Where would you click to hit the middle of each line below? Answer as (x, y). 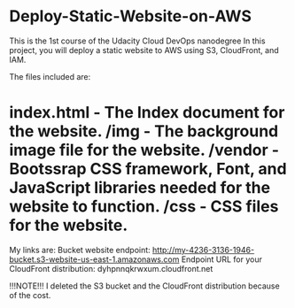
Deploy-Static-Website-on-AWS (131, 16)
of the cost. (30, 295)
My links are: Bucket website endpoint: (80, 250)
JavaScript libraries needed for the (140, 188)
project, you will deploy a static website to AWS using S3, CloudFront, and (144, 50)
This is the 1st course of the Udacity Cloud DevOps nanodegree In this (137, 41)
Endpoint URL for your (222, 259)
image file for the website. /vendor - (144, 150)
